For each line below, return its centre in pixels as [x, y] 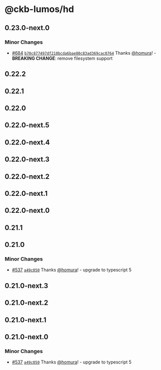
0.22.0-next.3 [27, 159]
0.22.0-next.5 [27, 125]
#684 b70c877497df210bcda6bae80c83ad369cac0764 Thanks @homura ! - [84, 53]
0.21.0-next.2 [26, 303]
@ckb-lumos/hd [39, 9]
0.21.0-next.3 [26, 285]
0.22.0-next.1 [26, 194]
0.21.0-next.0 [26, 337]
